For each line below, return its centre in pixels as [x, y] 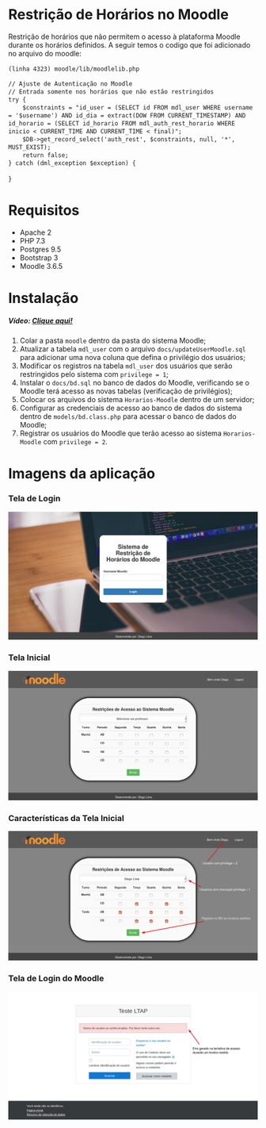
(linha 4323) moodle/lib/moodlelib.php [74, 69]
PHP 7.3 [32, 240]
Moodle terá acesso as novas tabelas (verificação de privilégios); [126, 391]
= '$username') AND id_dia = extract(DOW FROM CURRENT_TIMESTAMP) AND [127, 115]
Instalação [44, 298]
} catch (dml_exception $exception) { [72, 163]
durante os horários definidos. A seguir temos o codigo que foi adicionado [129, 44]
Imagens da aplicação [82, 474]
